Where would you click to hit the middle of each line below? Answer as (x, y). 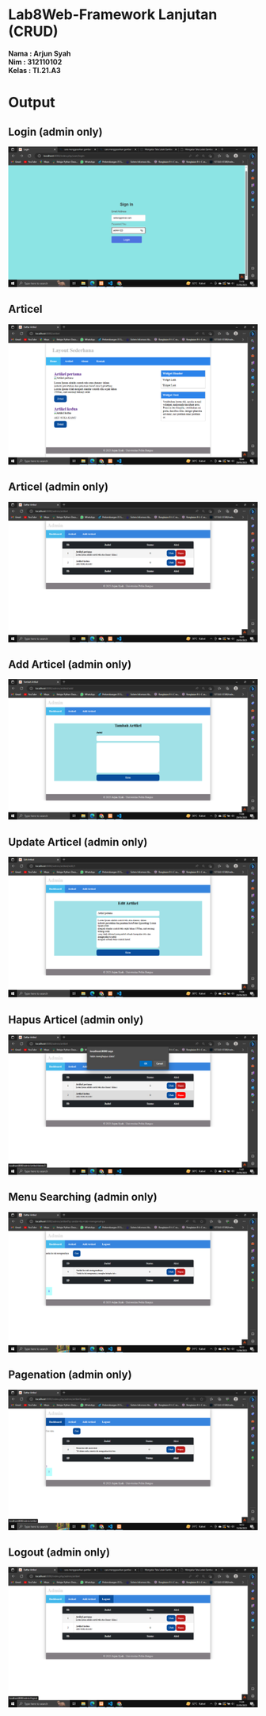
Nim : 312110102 (35, 62)
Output (32, 103)
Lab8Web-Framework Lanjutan (113, 15)
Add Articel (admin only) (70, 664)
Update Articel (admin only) (78, 842)
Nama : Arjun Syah (40, 53)
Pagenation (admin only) (70, 1375)
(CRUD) (33, 31)
